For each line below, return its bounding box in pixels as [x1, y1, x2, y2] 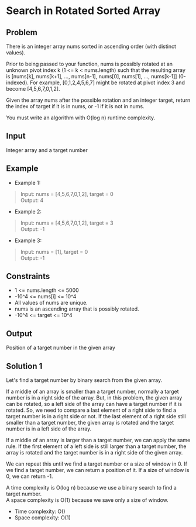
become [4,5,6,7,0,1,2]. [6, 85, 60, 92]
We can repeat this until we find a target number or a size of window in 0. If [6, 460, 187, 467]
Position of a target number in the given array [6, 344, 116, 352]
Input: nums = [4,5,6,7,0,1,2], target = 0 [20, 190, 114, 197]
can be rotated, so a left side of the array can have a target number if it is [6, 401, 183, 408]
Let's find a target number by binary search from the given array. [6, 377, 163, 384]
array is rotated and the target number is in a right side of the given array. [6, 449, 183, 456]
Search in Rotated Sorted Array [6, 4, 161, 18]
